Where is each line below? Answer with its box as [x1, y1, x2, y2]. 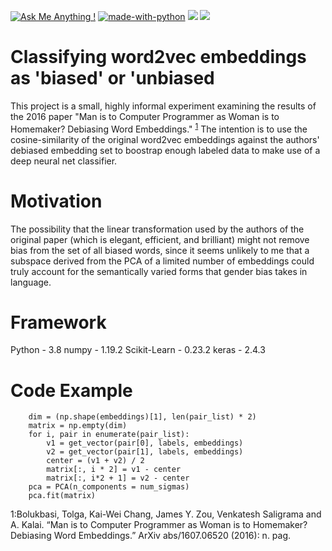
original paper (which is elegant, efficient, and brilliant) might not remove [10, 233, 310, 245]
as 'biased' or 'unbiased [10, 67, 215, 90]
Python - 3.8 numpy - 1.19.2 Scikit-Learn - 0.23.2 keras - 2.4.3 [10, 344, 266, 356]
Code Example [10, 379, 133, 402]
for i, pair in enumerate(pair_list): [28, 430, 190, 440]
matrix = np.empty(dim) [28, 421, 128, 431]
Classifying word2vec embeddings [10, 46, 307, 69]
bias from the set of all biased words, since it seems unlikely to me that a [10, 244, 310, 256]
